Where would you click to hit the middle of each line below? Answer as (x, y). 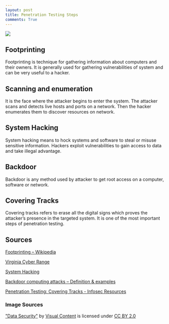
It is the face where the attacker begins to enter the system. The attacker (81, 101)
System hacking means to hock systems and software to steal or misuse (81, 140)
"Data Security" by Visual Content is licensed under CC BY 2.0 (71, 316)
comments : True (21, 19)
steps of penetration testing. (35, 224)
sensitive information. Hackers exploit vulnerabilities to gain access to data (83, 145)
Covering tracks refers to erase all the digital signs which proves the (77, 213)
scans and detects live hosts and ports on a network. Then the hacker (78, 106)
